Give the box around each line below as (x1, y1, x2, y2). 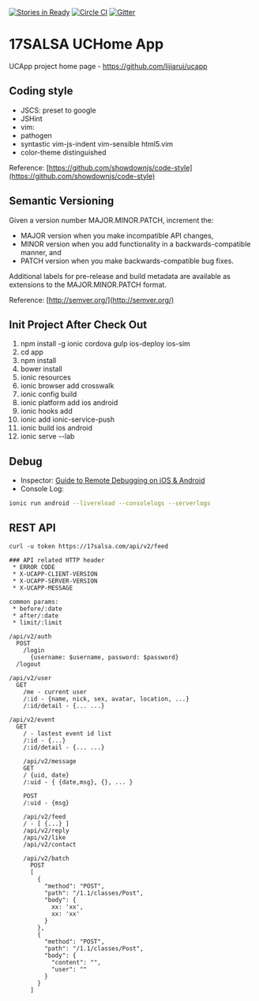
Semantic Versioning (9, 194, 114, 208)
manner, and (20, 247, 62, 257)
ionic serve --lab (20, 432, 75, 441)
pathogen (20, 131, 52, 140)
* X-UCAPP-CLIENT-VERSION (12, 570, 98, 578)
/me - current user (23, 688, 88, 696)
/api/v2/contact (23, 840, 77, 848)
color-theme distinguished (20, 147, 107, 157)
